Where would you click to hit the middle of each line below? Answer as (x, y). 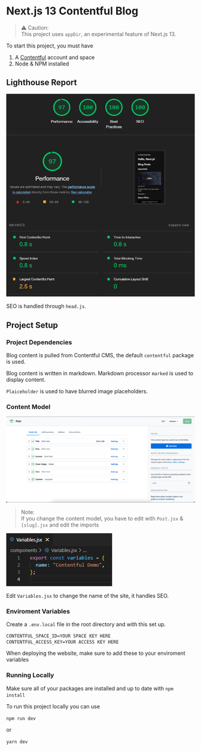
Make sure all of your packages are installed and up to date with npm (90, 688)
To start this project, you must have (50, 46)
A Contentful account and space (55, 57)
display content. (26, 380)
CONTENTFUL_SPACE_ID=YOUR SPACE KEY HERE (59, 636)
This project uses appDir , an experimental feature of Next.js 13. (98, 34)
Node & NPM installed (42, 64)
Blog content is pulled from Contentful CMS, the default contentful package (100, 355)
